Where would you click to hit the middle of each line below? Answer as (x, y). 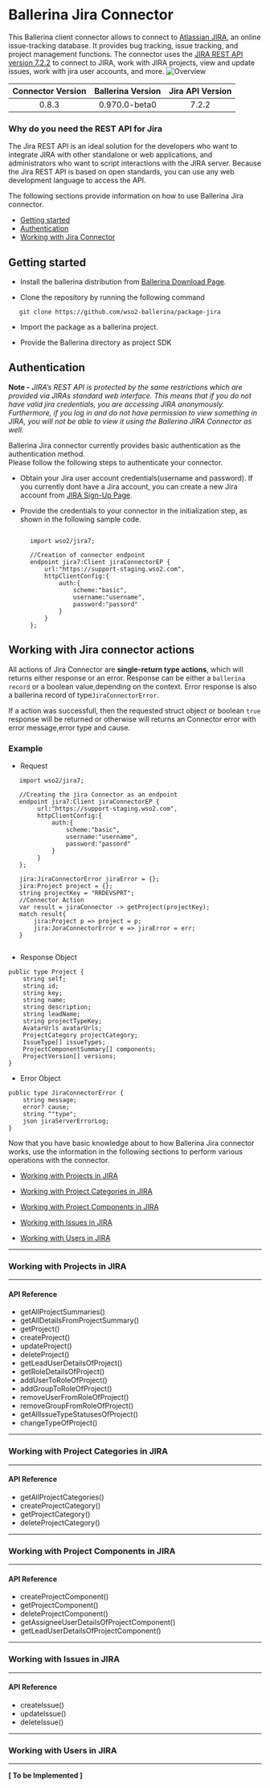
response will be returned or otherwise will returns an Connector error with (132, 719)
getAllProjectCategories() (62, 1497)
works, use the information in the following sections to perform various (126, 1152)
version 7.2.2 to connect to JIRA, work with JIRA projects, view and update (132, 63)
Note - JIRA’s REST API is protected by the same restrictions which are (125, 387)
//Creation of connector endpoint (88, 555)
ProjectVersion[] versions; (70, 1056)
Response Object (49, 957)
